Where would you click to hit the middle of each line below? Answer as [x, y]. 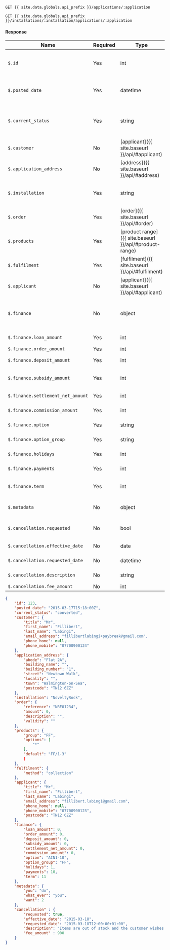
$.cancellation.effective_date [46, 546]
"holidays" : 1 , [39, 867]
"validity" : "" [39, 721]
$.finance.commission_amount [43, 410]
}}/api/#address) [140, 175]
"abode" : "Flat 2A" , [45, 660]
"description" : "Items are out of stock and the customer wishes [94, 928]
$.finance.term [26, 486]
